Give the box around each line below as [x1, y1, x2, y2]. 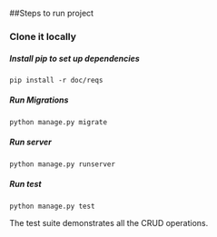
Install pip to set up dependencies [9, 53, 141, 64]
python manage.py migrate [9, 117, 107, 126]
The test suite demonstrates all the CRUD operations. [9, 217, 209, 228]
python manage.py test [9, 202, 95, 211]
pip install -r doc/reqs [9, 75, 104, 84]
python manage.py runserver [9, 159, 116, 169]
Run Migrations [9, 94, 69, 105]
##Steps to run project [9, 8, 94, 18]
